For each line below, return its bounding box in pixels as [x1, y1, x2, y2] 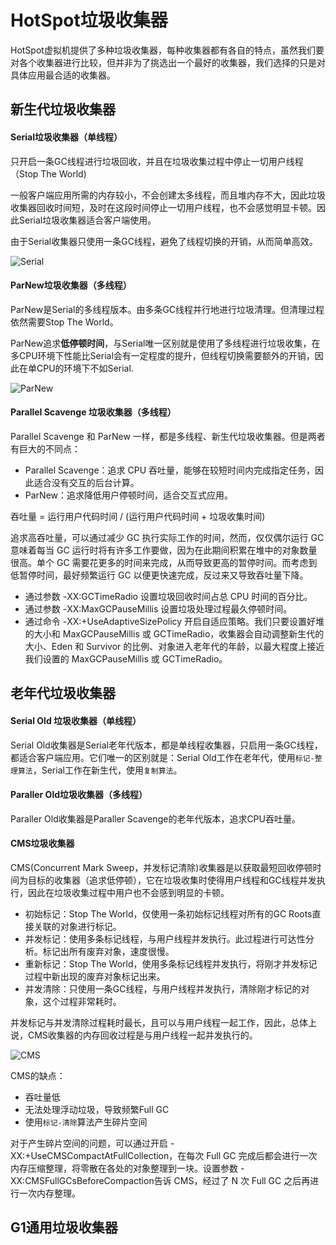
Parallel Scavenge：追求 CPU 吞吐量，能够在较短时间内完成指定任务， [24, 464, 316, 476]
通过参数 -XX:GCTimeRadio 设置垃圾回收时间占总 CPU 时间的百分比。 [24, 590, 313, 602]
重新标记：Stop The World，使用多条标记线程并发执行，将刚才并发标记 [24, 957, 318, 970]
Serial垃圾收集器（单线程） [10, 131, 123, 143]
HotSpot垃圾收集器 [10, 9, 168, 32]
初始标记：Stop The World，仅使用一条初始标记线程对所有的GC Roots [24, 907, 313, 920]
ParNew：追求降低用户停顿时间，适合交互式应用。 [24, 489, 234, 501]
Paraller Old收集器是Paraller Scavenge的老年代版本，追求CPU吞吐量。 [10, 812, 301, 825]
